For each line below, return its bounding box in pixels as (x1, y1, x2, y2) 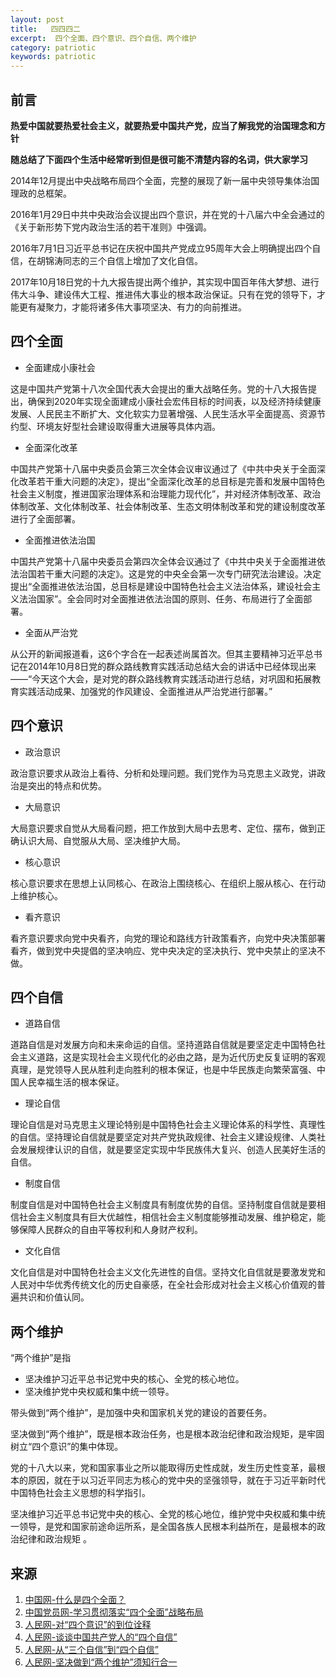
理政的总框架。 (10, 187, 72, 199)
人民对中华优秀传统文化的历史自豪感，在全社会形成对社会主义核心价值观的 (10, 1279, 317, 1291)
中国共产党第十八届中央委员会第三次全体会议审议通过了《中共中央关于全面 (10, 462, 317, 475)
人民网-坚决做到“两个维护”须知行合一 (24, 1656, 178, 1668)
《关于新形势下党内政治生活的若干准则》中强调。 (10, 221, 212, 233)
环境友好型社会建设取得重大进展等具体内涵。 (36, 420, 221, 432)
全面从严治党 (24, 626, 78, 638)
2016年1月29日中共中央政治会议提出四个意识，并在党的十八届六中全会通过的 (10, 208, 325, 220)
